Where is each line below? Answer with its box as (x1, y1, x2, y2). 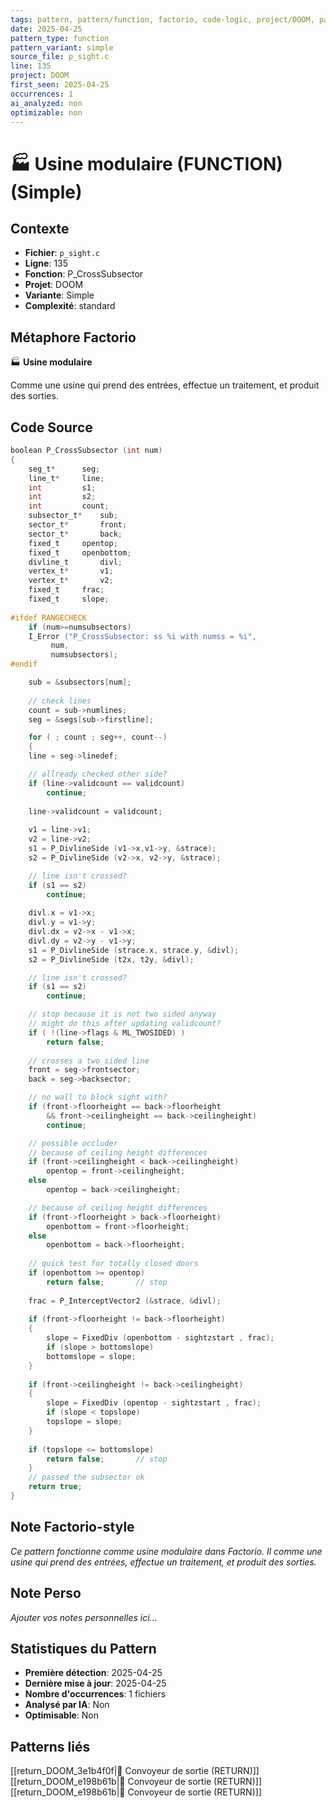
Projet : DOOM (24, 279, 84, 291)
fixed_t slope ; (28, 594, 110, 604)
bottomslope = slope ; (46, 1351, 137, 1361)
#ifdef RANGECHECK (10, 612, 87, 623)
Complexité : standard (24, 300, 116, 312)
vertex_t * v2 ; (28, 576, 114, 586)
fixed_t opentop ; (28, 538, 118, 548)
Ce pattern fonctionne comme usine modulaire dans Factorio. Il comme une (10, 1545, 323, 1557)
